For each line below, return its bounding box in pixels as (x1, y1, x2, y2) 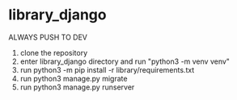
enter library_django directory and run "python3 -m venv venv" (19, 56, 231, 66)
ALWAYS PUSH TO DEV (8, 32, 87, 42)
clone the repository (19, 48, 88, 57)
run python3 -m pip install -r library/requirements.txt (19, 65, 195, 74)
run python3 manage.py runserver (19, 82, 135, 92)
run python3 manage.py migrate (19, 73, 128, 83)
